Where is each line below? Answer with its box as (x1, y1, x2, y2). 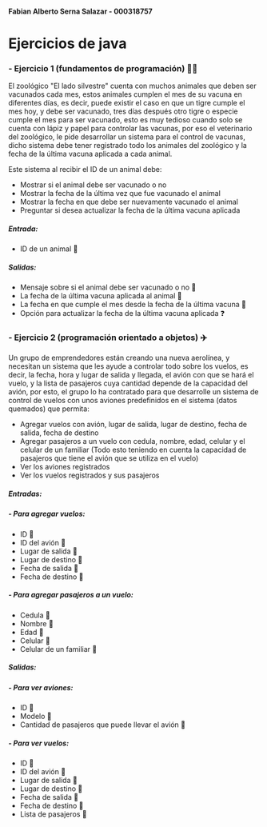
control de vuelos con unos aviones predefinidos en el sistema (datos (8, 396, 237, 406)
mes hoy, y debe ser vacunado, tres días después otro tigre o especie (8, 106, 238, 116)
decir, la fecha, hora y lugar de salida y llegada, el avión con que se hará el (8, 370, 254, 380)
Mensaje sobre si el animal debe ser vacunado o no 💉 (19, 282, 197, 292)
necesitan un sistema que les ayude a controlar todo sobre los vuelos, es (8, 362, 249, 371)
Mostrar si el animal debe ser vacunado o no (19, 180, 167, 190)
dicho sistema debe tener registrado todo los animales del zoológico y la (8, 141, 248, 150)
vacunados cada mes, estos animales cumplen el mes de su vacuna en (8, 90, 242, 99)
